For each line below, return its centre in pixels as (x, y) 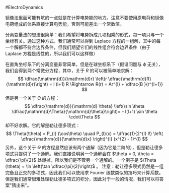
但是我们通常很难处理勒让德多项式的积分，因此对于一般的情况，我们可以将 (82, 179)
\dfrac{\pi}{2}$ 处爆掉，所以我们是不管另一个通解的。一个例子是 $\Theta (81, 160)
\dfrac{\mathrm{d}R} (130, 79)
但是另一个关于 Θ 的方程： (32, 98)
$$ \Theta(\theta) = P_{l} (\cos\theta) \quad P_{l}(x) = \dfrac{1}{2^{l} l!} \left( (84, 134)
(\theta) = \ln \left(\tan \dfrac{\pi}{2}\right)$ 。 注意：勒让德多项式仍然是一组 (84, 166)
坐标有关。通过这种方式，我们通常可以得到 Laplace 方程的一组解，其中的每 (83, 41)
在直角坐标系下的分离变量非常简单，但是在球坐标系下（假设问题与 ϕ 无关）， (84, 64)
